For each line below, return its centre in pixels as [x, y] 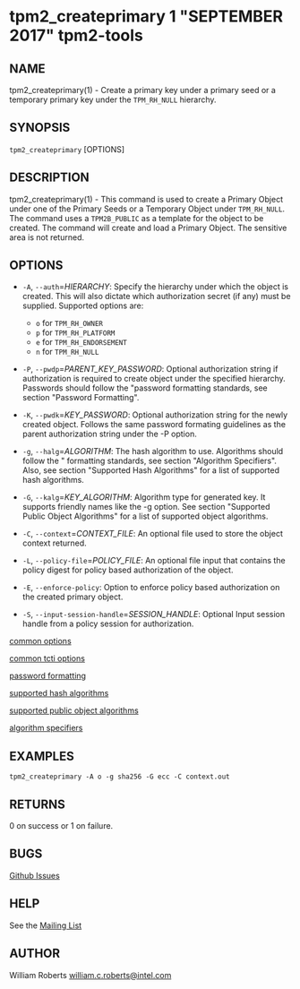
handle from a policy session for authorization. [108, 623]
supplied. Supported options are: [83, 305]
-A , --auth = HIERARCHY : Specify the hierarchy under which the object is [155, 287]
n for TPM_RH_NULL [67, 352]
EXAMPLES [42, 756]
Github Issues [34, 875]
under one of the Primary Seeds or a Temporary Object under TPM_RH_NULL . [147, 209]
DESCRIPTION [49, 178]
